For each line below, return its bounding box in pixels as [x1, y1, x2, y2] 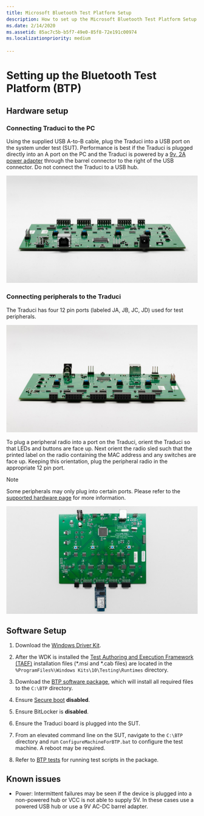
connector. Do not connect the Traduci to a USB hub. [6, 163, 139, 170]
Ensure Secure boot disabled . [15, 696, 90, 704]
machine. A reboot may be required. [15, 744, 106, 752]
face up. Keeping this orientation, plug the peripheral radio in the [6, 458, 168, 465]
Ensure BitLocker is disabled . [15, 708, 89, 715]
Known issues [6, 774, 61, 784]
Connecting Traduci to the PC [6, 124, 95, 132]
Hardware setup [6, 106, 69, 116]
